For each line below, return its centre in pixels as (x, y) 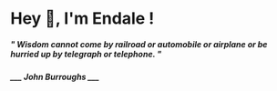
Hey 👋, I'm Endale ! (82, 19)
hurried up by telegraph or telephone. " (86, 54)
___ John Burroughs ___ (55, 77)
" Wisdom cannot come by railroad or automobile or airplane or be (139, 44)
